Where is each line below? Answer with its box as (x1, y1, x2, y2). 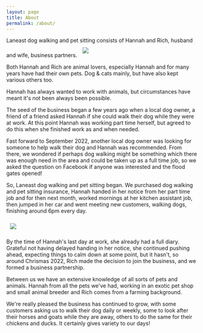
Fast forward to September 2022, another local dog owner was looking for (6, 137, 192, 145)
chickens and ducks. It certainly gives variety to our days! (6, 320, 150, 327)
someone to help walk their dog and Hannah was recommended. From (6, 144, 182, 151)
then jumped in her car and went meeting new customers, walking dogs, (6, 201, 187, 208)
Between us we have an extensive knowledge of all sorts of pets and (6, 276, 178, 283)
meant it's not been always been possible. (6, 95, 111, 102)
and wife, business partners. (6, 52, 78, 59)
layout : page (6, 9, 39, 15)
